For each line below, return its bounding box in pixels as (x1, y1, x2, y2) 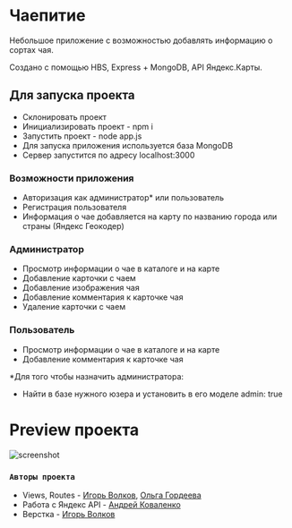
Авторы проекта (9, 472, 76, 481)
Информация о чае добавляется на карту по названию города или (21, 211, 278, 222)
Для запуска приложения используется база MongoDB (21, 140, 234, 150)
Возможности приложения (9, 172, 134, 184)
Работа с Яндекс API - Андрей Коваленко (21, 498, 181, 510)
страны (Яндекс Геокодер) (21, 221, 125, 232)
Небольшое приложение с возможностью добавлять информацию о (9, 35, 273, 46)
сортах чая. (9, 44, 54, 55)
